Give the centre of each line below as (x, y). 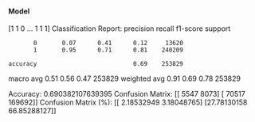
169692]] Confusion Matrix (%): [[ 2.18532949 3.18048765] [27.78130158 (128, 102)
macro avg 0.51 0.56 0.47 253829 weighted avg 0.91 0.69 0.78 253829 (125, 78)
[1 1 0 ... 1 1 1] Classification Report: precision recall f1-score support (120, 29)
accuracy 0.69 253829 (96, 64)
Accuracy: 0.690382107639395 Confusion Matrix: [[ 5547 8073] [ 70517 (127, 94)
